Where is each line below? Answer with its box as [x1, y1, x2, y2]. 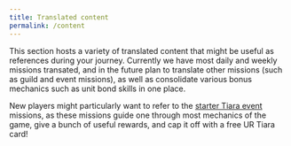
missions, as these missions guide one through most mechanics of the [9, 110, 267, 120]
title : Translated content [9, 12, 109, 22]
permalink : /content [9, 21, 86, 30]
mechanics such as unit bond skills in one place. [9, 83, 186, 94]
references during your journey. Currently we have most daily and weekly [9, 55, 278, 65]
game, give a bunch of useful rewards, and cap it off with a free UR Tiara [9, 119, 275, 129]
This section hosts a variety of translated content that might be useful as [9, 45, 275, 56]
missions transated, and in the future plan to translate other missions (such [9, 64, 283, 75]
